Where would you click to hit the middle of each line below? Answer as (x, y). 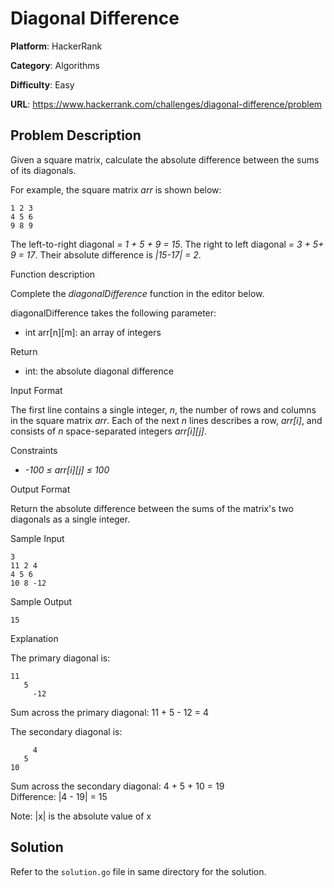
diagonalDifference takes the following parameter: (113, 313)
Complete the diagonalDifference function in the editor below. (137, 293)
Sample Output (41, 601)
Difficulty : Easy (42, 84)
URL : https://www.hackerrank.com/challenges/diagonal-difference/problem (166, 104)
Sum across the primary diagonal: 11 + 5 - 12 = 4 (110, 712)
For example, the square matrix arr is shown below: (116, 189)
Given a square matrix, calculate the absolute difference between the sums (165, 159)
